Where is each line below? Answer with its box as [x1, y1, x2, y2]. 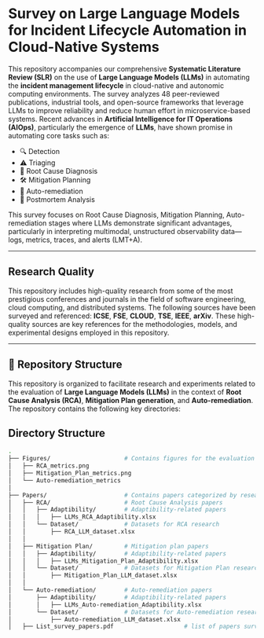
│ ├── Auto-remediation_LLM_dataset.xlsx [8, 615, 181, 623]
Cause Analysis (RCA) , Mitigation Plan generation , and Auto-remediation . [8, 395, 254, 405]
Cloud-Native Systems [8, 38, 159, 56]
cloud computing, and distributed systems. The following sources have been [8, 302, 256, 312]
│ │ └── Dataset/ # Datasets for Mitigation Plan [8, 564, 230, 572]
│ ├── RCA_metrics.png [8, 462, 90, 470]
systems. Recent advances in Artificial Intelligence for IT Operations [8, 114, 233, 123]
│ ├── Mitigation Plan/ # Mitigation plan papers [8, 542, 210, 550]
